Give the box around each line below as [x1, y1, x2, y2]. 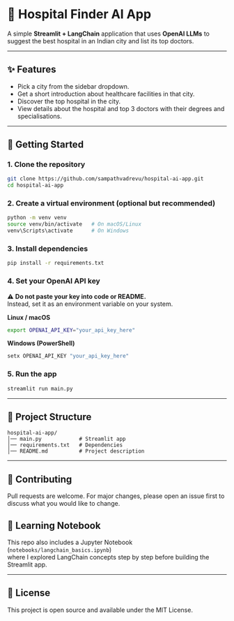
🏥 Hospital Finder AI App [7, 6, 152, 22]
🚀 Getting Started [7, 139, 84, 151]
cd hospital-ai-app [7, 182, 64, 189]
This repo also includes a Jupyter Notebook [7, 538, 133, 546]
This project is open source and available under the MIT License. [7, 606, 194, 614]
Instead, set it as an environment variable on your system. [7, 300, 173, 308]
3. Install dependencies [7, 244, 88, 254]
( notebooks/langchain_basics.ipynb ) [7, 545, 112, 554]
